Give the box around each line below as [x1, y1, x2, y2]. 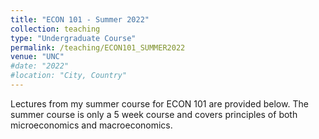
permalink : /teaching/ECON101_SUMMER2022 [10, 42, 186, 53]
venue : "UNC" [10, 52, 65, 62]
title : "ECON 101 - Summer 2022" [10, 14, 150, 25]
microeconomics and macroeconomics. [10, 119, 173, 131]
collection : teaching [10, 24, 101, 34]
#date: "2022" [10, 61, 70, 71]
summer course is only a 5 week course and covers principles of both [10, 108, 298, 120]
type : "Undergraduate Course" [10, 33, 137, 43]
